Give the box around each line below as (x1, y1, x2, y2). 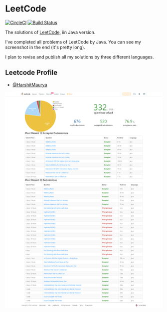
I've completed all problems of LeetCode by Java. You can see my (5, 38, 141, 45)
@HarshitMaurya (12, 81, 47, 87)
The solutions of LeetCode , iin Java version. (5, 29, 96, 35)
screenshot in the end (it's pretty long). (5, 44, 86, 50)
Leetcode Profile (5, 68, 58, 77)
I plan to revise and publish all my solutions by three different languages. (5, 53, 154, 60)
